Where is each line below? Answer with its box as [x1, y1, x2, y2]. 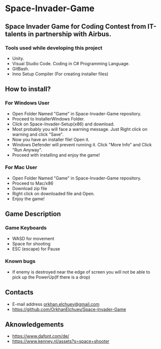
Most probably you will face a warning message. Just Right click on [12, 126, 147, 132]
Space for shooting [12, 241, 51, 246]
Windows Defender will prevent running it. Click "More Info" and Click [12, 141, 152, 147]
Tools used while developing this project [5, 44, 103, 51]
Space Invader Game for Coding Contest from [5, 22, 146, 31]
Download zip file [12, 185, 47, 191]
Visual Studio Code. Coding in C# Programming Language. [12, 60, 130, 66]
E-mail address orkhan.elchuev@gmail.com [12, 301, 100, 307]
